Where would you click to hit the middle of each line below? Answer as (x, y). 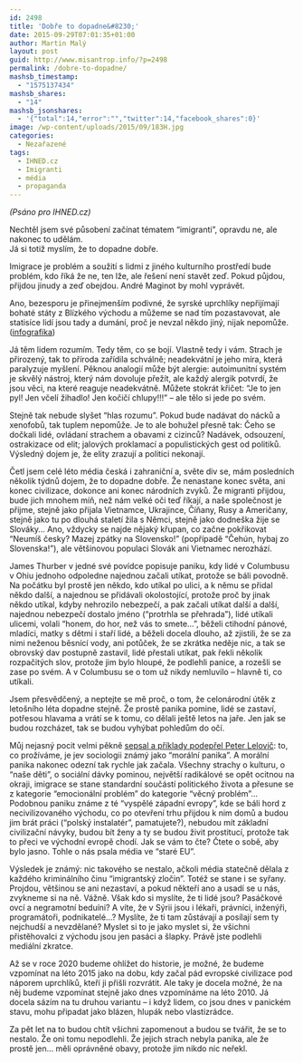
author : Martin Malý (48, 43)
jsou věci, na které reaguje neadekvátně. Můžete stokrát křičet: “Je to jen (145, 388)
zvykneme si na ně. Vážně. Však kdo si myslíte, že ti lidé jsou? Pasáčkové (146, 898)
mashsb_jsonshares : (46, 111)
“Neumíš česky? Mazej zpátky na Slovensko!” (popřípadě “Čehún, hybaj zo (149, 539)
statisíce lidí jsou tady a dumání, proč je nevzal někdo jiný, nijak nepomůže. (149, 323)
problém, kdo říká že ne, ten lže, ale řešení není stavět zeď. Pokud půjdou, (147, 276)
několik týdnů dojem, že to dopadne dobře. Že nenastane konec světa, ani (147, 481)
